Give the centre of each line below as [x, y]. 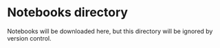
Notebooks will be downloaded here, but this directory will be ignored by [110, 31]
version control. [29, 38]
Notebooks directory [68, 13]
